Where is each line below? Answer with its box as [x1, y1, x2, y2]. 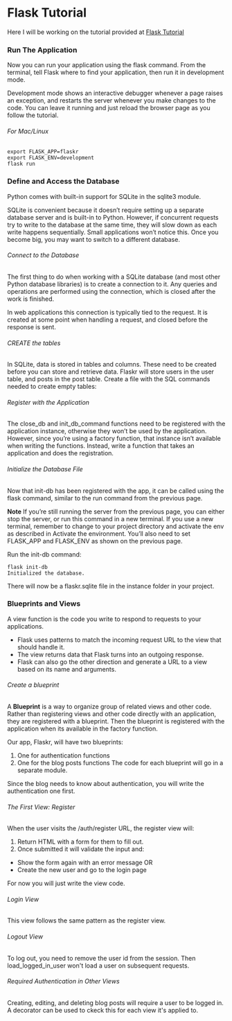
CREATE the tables [7, 338, 61, 347]
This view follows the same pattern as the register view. [7, 916, 166, 925]
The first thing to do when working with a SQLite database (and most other [7, 272, 220, 281]
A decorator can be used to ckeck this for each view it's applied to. [7, 1006, 199, 1014]
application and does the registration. [7, 449, 114, 457]
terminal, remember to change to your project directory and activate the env [7, 522, 224, 530]
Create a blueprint [7, 681, 60, 689]
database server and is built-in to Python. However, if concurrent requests [7, 213, 219, 221]
